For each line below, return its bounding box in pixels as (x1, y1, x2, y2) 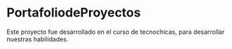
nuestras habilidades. (6, 35, 69, 43)
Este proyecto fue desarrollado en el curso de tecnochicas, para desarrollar (6, 28, 225, 36)
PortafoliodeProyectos (6, 5, 141, 21)
